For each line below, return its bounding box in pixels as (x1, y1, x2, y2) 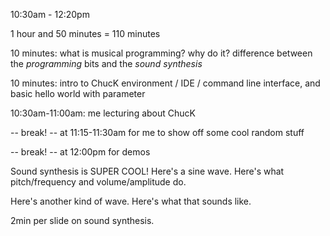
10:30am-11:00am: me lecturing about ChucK (10, 107, 196, 119)
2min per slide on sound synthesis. (10, 215, 155, 226)
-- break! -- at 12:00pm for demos (10, 146, 151, 158)
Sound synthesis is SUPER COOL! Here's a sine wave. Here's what (10, 165, 285, 177)
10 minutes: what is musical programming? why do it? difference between (10, 47, 313, 59)
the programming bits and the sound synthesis (10, 58, 203, 69)
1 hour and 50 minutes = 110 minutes (10, 28, 161, 39)
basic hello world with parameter (10, 88, 146, 99)
